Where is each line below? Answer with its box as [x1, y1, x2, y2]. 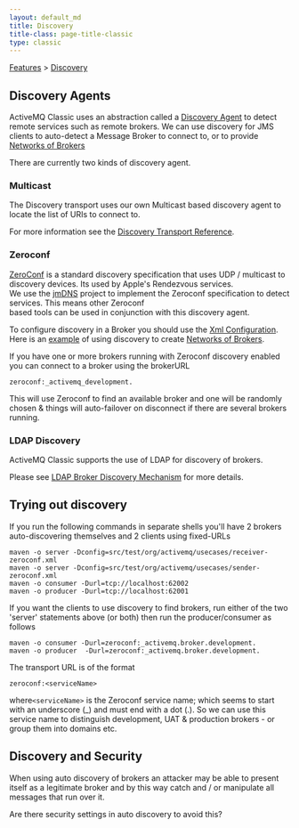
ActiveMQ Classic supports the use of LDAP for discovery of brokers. [9, 454, 263, 465]
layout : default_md [9, 12, 82, 22]
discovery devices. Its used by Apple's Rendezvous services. [9, 278, 234, 289]
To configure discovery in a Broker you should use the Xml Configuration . [9, 324, 279, 335]
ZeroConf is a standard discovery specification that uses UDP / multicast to [9, 269, 286, 280]
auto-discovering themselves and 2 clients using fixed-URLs [9, 531, 231, 541]
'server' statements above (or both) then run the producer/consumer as [9, 612, 272, 622]
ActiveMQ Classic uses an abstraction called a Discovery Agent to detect [9, 112, 278, 123]
